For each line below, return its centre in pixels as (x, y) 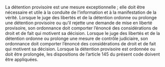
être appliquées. (22, 59)
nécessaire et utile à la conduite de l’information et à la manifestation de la (81, 12)
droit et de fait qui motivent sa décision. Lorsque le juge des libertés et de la (82, 33)
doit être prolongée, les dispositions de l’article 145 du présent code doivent (82, 54)
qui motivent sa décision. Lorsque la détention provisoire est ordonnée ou (80, 49)
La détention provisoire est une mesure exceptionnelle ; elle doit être (75, 7)
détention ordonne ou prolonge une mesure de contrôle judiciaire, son (77, 38)
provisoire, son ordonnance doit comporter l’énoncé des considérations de (81, 28)
